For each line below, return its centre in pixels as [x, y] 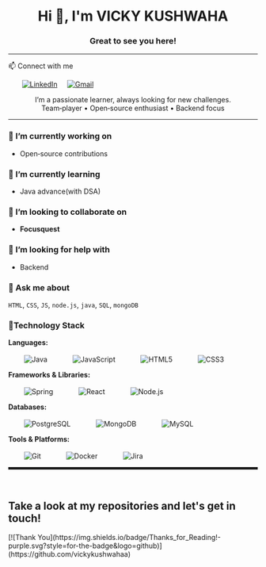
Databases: [28, 407]
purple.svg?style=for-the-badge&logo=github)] [85, 546]
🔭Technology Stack [47, 325]
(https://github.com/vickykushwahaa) [69, 554]
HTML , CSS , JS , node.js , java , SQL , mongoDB [73, 305]
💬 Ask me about [39, 287]
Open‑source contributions [64, 153]
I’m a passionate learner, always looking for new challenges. [133, 100]
